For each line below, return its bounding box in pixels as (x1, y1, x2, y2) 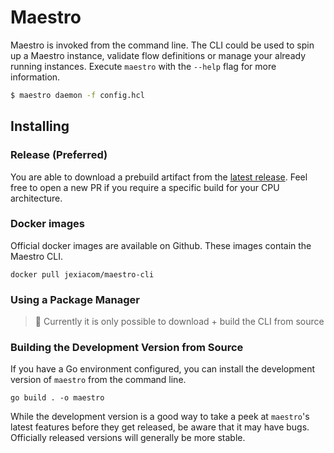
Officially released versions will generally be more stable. (10, 432, 246, 444)
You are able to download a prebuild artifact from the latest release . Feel (10, 171, 308, 183)
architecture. (10, 192, 63, 204)
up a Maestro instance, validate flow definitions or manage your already (10, 49, 307, 61)
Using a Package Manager (10, 292, 140, 306)
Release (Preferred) (10, 148, 108, 162)
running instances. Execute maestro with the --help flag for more (10, 60, 277, 72)
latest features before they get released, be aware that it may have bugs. (10, 421, 310, 433)
